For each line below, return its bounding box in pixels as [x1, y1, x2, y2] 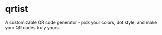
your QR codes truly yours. [5, 24, 60, 30]
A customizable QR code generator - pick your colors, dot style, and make [5, 19, 158, 25]
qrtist [5, 3, 28, 15]
